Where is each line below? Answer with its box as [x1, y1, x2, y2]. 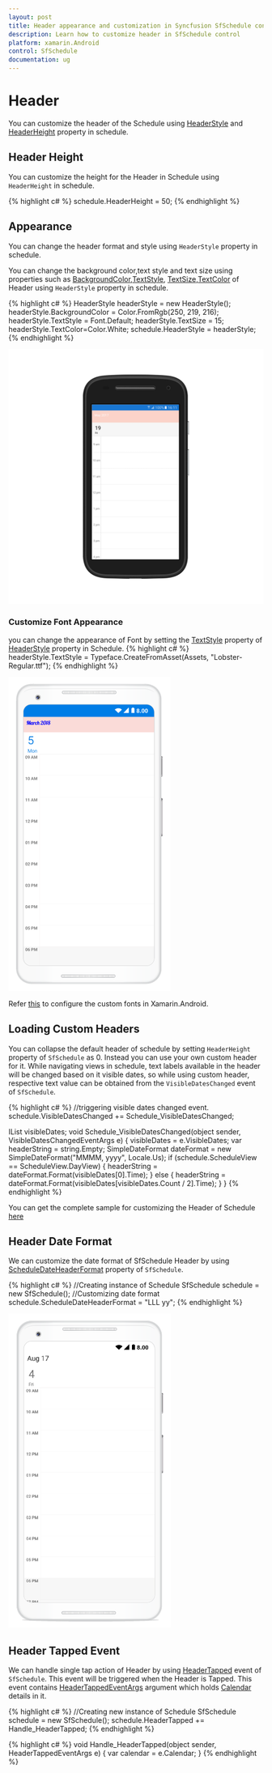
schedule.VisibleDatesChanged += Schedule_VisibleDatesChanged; [8, 1111, 235, 1120]
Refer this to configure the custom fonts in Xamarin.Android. [8, 998, 209, 1008]
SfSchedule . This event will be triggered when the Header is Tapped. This [8, 1674, 253, 1684]
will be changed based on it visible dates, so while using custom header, [8, 1069, 250, 1079]
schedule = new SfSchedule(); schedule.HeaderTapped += [8, 1716, 205, 1725]
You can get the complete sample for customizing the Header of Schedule [8, 1202, 256, 1212]
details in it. [8, 1691, 47, 1701]
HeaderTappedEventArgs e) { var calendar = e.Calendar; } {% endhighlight [8, 1749, 257, 1758]
